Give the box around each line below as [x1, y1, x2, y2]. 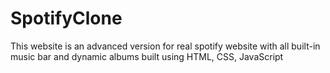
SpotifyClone [10, 7, 123, 30]
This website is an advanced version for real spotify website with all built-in [10, 40, 321, 52]
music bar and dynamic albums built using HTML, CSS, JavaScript [10, 50, 284, 62]
